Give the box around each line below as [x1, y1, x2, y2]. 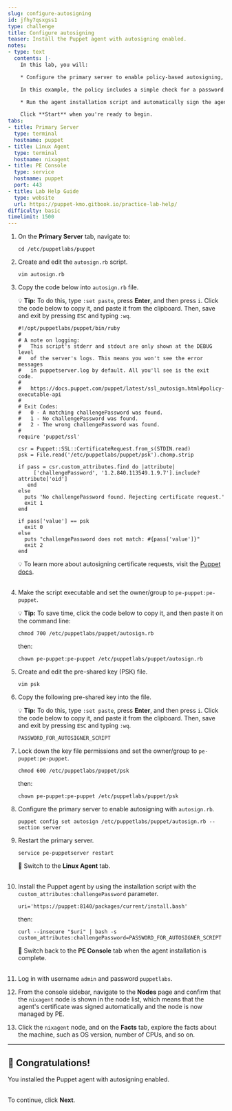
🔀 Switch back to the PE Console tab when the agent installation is [17, 946, 207, 955]
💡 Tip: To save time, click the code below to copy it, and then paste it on [17, 609, 223, 617]
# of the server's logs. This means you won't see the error [17, 355, 204, 362]
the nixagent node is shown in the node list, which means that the [17, 995, 204, 1004]
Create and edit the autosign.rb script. [17, 258, 128, 266]
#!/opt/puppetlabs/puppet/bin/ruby [17, 325, 120, 332]
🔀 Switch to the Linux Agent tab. [17, 862, 111, 870]
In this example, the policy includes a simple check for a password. [20, 86, 227, 93]
